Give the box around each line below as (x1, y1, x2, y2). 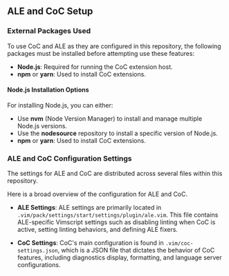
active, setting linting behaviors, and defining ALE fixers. (17, 226, 178, 234)
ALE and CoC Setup (7, 6, 93, 17)
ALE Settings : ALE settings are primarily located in (17, 204, 162, 212)
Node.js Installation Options (7, 86, 89, 94)
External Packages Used (7, 26, 91, 36)
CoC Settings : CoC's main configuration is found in (17, 239, 164, 247)
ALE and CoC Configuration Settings (7, 153, 133, 163)
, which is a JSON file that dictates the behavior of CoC (57, 246, 215, 255)
